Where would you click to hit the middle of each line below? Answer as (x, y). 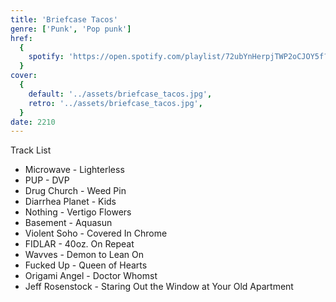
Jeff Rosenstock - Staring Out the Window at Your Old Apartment (159, 287)
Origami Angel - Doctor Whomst (91, 276)
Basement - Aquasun (68, 223)
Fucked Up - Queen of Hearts (86, 265)
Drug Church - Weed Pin (75, 191)
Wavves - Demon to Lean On (84, 255)
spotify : (46, 57)
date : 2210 (33, 122)
